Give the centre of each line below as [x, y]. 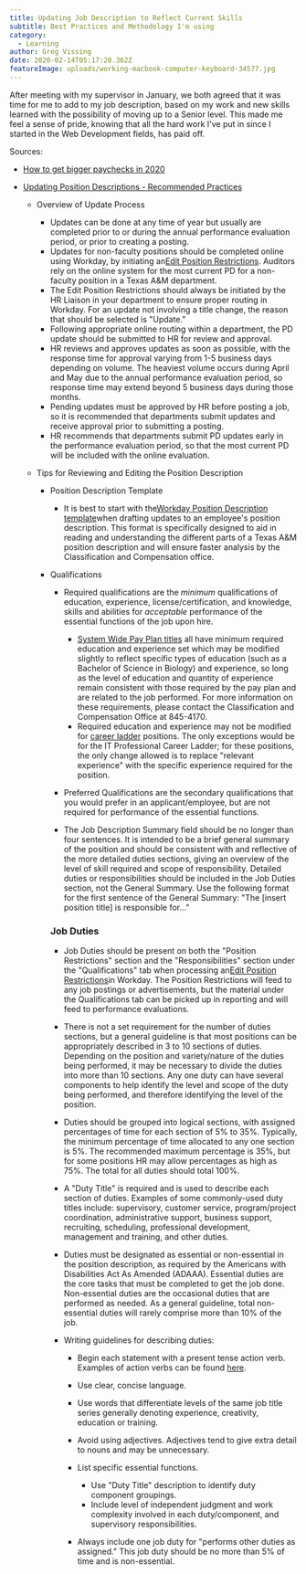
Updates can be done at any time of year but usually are [156, 222]
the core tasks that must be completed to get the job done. [174, 1283]
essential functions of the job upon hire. [138, 621]
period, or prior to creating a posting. [120, 241]
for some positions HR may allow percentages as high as [170, 1161]
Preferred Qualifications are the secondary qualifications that [179, 792]
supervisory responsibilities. [144, 1524]
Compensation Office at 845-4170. [142, 716]
